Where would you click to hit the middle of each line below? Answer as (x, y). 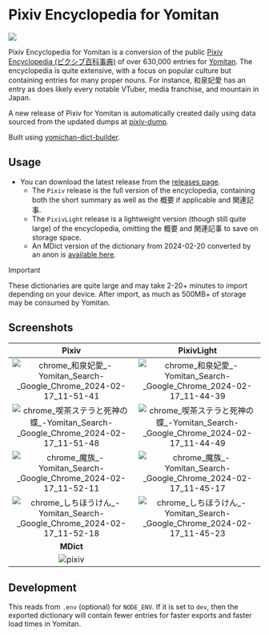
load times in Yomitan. (45, 624)
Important (24, 269)
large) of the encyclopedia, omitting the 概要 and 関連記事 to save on (145, 228)
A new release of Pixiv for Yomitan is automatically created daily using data (132, 113)
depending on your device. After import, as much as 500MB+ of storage (127, 293)
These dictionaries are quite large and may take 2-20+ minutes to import (128, 285)
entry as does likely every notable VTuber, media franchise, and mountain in (134, 89)
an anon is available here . (74, 254)
